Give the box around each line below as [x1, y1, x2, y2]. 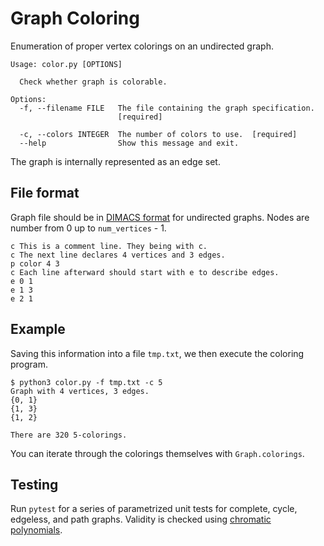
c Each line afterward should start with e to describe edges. [10, 267, 280, 277]
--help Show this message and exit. [19, 138, 240, 148]
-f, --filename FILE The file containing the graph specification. [19, 103, 315, 113]
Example [10, 321, 66, 338]
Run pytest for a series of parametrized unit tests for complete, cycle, [10, 503, 298, 515]
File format [10, 185, 80, 202]
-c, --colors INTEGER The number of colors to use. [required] [19, 129, 298, 139]
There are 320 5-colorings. [10, 430, 128, 440]
